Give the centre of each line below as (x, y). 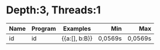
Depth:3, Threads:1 (53, 10)
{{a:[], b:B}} (77, 38)
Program (44, 28)
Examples (77, 28)
